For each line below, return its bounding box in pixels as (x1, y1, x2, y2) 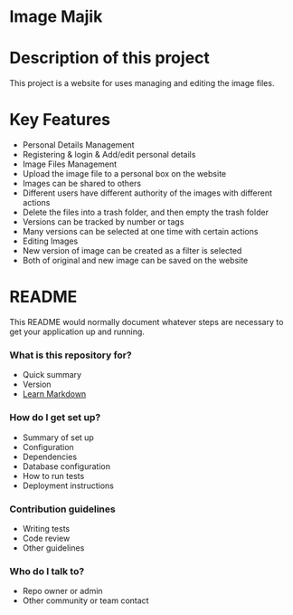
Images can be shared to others (22, 178, 142, 189)
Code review (22, 533, 71, 543)
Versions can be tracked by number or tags (22, 216, 184, 227)
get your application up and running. (9, 326, 145, 337)
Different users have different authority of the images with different (22, 187, 273, 198)
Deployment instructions (22, 480, 115, 491)
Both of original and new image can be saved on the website (22, 255, 249, 266)
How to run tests (22, 470, 85, 481)
